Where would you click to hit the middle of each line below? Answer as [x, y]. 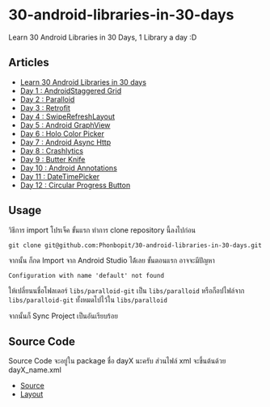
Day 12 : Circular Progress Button [75, 185]
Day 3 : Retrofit [45, 107]
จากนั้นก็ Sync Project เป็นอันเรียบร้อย [63, 316]
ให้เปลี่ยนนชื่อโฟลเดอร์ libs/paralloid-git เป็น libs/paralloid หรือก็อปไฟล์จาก [127, 290]
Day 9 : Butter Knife [53, 159]
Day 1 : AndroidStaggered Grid [71, 90]
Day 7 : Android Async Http [65, 142]
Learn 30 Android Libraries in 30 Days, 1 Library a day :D [103, 37]
